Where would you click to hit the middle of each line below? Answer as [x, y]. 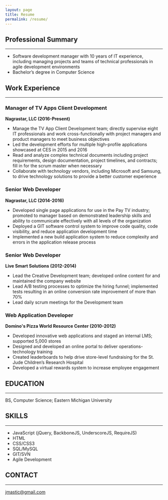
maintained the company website [46, 281]
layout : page [19, 10]
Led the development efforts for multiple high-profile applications [80, 145]
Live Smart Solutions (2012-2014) [41, 266]
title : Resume [20, 15]
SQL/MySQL [25, 448]
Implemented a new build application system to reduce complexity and [85, 236]
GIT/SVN [21, 454]
